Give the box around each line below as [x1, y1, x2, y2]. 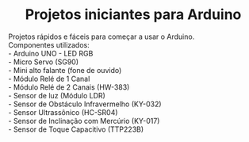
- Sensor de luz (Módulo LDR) [8, 90, 105, 100]
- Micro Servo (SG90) [8, 57, 79, 67]
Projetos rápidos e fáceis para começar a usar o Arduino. [8, 32, 195, 41]
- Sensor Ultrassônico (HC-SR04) [8, 107, 118, 117]
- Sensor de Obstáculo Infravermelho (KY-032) [8, 99, 162, 109]
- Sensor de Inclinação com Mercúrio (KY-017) [8, 116, 160, 125]
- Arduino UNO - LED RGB [8, 48, 94, 58]
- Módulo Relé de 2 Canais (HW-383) [8, 82, 130, 92]
